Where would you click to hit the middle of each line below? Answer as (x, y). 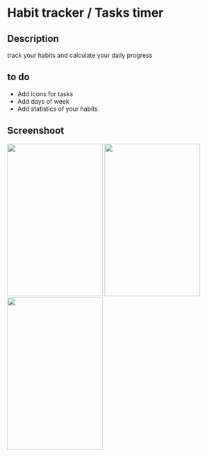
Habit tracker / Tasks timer (85, 13)
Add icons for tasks (45, 94)
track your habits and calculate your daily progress (80, 55)
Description (33, 39)
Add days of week (43, 101)
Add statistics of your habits (58, 109)
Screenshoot (36, 131)
